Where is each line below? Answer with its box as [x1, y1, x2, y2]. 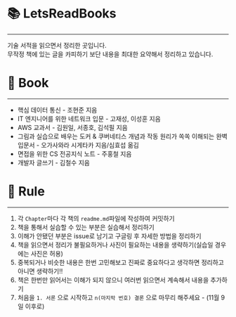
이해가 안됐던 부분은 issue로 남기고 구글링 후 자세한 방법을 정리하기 [17, 231, 202, 240]
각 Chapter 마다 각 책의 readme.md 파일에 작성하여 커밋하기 [17, 214, 175, 222]
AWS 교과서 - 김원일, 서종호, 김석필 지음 [17, 123, 128, 131]
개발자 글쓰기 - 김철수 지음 [17, 158, 90, 167]
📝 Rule [7, 183, 46, 200]
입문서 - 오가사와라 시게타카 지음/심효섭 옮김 [17, 141, 139, 149]
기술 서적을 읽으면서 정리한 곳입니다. [7, 41, 107, 49]
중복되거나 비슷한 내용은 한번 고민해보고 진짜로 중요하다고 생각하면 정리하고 [17, 258, 225, 266]
